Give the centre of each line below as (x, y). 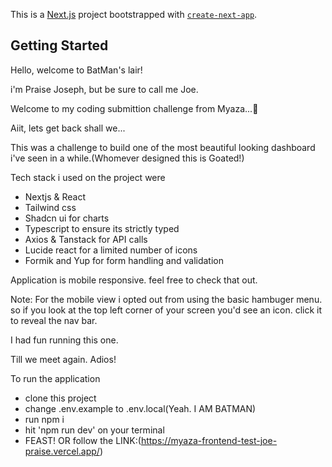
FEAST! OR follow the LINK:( (83, 440)
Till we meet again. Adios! (63, 359)
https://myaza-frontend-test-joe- (209, 440)
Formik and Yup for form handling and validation (124, 260)
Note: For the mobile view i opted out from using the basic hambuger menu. (166, 299)
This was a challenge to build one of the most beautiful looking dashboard (163, 147)
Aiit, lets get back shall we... (68, 128)
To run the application (55, 378)
